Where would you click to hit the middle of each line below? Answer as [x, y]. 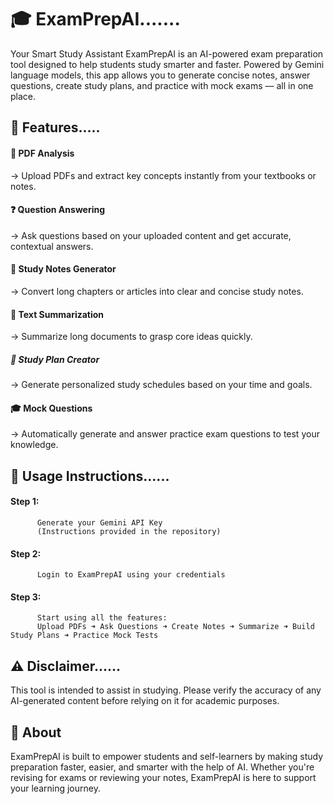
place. [23, 96]
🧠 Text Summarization [57, 314]
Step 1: [25, 502]
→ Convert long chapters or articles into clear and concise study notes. [157, 291]
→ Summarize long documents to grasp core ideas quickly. [131, 337]
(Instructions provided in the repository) [129, 531]
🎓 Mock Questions [51, 408]
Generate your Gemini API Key [99, 522]
